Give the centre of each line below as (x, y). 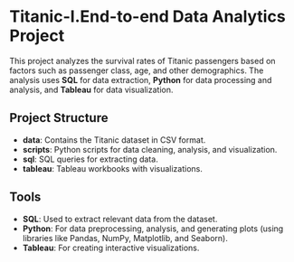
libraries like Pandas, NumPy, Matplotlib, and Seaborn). (125, 238)
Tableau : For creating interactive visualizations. (111, 248)
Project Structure (59, 118)
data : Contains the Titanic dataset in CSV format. (114, 140)
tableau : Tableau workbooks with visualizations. (113, 168)
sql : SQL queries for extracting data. (90, 159)
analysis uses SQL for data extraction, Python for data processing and (141, 80)
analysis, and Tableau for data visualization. (91, 89)
